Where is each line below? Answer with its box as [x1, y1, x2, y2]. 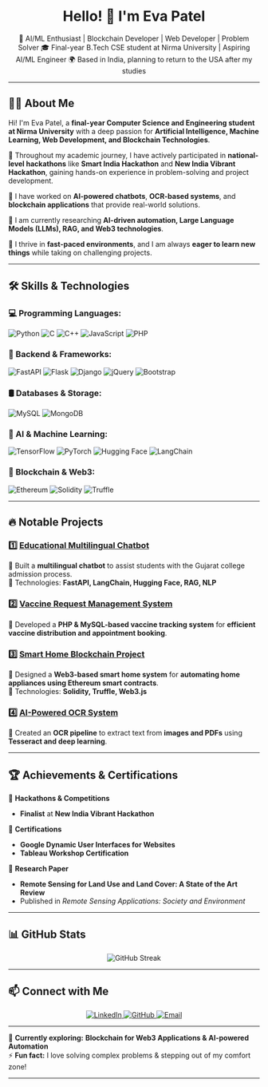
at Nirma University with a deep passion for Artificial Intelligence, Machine [8, 126, 259, 136]
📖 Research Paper [8, 864, 69, 874]
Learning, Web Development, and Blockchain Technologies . [8, 135, 211, 145]
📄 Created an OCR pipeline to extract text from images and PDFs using [8, 728, 243, 738]
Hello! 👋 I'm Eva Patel [62, 7, 206, 26]
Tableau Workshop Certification [19, 848, 129, 858]
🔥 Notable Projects [8, 515, 104, 530]
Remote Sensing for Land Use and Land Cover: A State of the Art [19, 879, 238, 889]
